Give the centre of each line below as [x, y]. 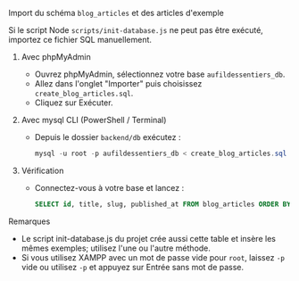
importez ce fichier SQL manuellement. [80, 40]
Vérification [42, 170]
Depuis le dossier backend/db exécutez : [108, 137]
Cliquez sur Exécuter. [74, 103]
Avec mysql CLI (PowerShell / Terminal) [94, 120]
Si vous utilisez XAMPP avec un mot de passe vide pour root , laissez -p [153, 257]
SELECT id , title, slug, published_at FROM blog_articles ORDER [157, 204]
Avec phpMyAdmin [56, 57]
